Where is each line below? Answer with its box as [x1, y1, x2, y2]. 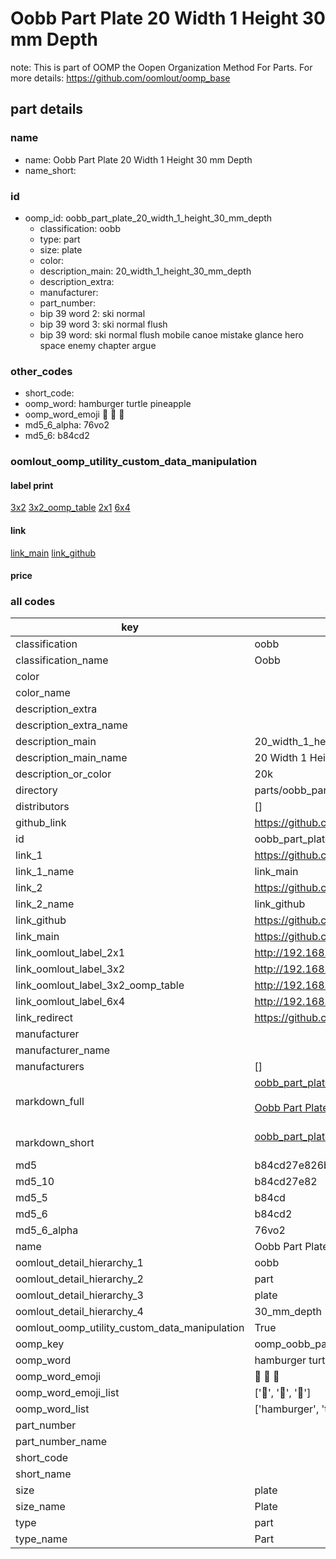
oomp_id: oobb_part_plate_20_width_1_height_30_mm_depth [24, 212, 273, 224]
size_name [15, 1500, 66, 1514]
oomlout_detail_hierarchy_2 [15, 1272, 144, 1286]
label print [10, 479, 54, 491]
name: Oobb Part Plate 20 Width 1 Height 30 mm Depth [24, 153, 253, 166]
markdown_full [15, 1095, 85, 1109]
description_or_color [15, 767, 112, 781]
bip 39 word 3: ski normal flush [39, 318, 168, 330]
